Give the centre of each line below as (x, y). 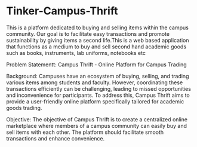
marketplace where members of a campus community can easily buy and (96, 125)
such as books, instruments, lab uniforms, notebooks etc (76, 53)
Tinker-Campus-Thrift (62, 11)
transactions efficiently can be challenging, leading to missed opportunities (98, 88)
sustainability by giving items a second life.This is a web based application (98, 40)
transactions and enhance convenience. (56, 138)
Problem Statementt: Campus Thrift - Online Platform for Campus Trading (96, 65)
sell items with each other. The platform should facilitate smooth (85, 132)
